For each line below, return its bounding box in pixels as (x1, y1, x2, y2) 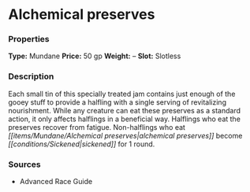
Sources (8, 159, 41, 170)
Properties (8, 34, 50, 45)
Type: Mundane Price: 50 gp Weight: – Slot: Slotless (8, 51, 181, 61)
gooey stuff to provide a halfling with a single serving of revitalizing (8, 97, 227, 107)
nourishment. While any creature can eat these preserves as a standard (8, 105, 241, 115)
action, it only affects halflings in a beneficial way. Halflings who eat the (8, 114, 241, 124)
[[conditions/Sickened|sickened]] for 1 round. (8, 139, 155, 149)
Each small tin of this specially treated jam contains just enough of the (8, 89, 236, 98)
